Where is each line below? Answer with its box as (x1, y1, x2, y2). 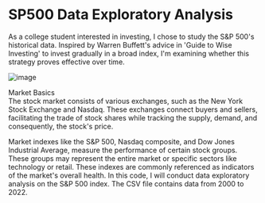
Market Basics (8, 87, 56, 97)
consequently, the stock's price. (8, 121, 114, 131)
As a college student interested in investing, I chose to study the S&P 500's (8, 32, 255, 41)
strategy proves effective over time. (8, 57, 125, 67)
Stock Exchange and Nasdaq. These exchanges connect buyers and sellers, (8, 105, 258, 114)
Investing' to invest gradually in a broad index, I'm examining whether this (8, 48, 249, 58)
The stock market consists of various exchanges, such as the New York (8, 96, 244, 105)
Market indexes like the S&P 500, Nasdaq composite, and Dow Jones (8, 136, 235, 146)
